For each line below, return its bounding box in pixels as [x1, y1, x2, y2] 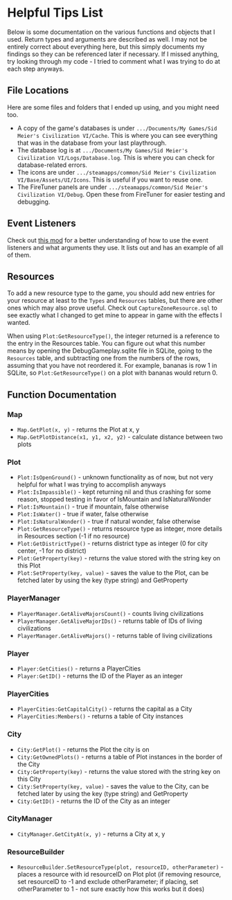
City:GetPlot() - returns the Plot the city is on [17, 745, 150, 753]
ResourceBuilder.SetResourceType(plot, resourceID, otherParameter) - [17, 863, 224, 871]
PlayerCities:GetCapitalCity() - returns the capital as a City [17, 705, 193, 713]
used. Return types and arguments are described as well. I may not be [7, 35, 208, 43]
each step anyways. [7, 64, 64, 73]
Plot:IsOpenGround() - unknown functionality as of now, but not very [17, 473, 213, 482]
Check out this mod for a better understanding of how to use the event [7, 236, 209, 244]
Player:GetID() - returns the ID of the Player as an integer [17, 671, 184, 680]
